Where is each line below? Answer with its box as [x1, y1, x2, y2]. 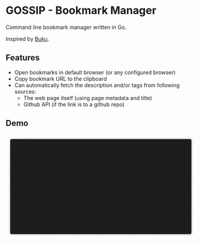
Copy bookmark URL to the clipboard [14, 75, 107, 82]
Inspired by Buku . [5, 35, 49, 42]
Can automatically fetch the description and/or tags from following [14, 81, 180, 89]
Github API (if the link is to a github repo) [23, 101, 125, 108]
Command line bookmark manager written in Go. [5, 23, 127, 31]
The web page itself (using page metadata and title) [23, 94, 152, 101]
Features [5, 52, 40, 63]
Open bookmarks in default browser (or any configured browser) [14, 69, 176, 76]
